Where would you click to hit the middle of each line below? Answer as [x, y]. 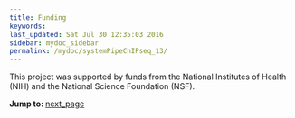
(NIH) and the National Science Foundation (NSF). [102, 86]
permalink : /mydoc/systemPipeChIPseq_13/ [89, 51]
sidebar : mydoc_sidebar [54, 43]
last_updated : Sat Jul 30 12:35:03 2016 [87, 34]
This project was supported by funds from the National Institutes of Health [148, 77]
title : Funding [38, 18]
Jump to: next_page [47, 104]
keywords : [28, 26]
